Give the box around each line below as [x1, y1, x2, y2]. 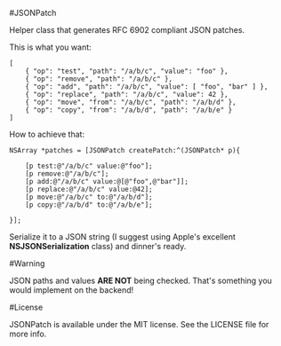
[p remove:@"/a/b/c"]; [25, 169, 109, 178]
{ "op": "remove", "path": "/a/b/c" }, [25, 75, 173, 83]
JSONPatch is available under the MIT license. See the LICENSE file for [9, 319, 269, 329]
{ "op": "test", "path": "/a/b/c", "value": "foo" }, [25, 67, 229, 75]
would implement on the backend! [9, 285, 134, 295]
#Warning [9, 258, 45, 269]
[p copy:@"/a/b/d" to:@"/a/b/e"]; [25, 201, 153, 209]
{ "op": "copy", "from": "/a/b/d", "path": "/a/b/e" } [25, 106, 233, 114]
